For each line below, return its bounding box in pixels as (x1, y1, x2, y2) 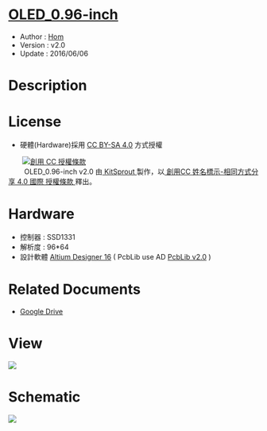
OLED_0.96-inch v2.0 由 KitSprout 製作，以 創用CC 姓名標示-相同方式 (23, 167, 252, 176)
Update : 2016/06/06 (19, 48, 89, 58)
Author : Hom (19, 32, 64, 41)
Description (8, 77, 87, 94)
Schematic (8, 388, 81, 406)
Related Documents (8, 280, 141, 298)
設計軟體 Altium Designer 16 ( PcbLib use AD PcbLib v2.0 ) (19, 252, 212, 261)
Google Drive (19, 306, 64, 316)
